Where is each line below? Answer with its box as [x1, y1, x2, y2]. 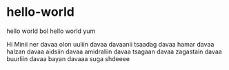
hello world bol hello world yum [6, 27, 96, 35]
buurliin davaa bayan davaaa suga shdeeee [6, 54, 130, 62]
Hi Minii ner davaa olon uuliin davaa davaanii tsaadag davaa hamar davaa [6, 40, 215, 48]
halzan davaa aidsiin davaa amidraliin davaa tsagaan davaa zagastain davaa [6, 47, 222, 56]
